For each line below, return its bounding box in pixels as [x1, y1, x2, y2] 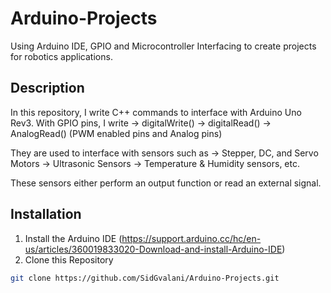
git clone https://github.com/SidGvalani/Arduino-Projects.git [10, 273, 280, 283]
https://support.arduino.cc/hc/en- [121, 232, 262, 244]
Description [10, 80, 85, 97]
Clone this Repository [24, 253, 114, 266]
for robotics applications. [10, 50, 113, 62]
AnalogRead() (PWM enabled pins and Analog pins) [10, 127, 223, 139]
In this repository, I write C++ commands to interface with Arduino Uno [10, 106, 302, 118]
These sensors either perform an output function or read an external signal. [10, 177, 322, 189]
